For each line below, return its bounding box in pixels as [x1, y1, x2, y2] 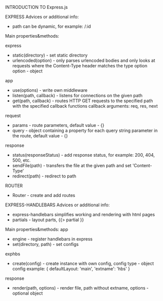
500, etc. [12, 157, 31, 163]
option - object [12, 68, 43, 74]
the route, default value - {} [12, 133, 68, 138]
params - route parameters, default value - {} [12, 122, 105, 128]
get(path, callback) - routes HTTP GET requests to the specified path [12, 98, 153, 104]
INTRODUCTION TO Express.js [5, 4, 68, 10]
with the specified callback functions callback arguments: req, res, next [12, 103, 158, 109]
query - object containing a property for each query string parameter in [12, 127, 158, 133]
